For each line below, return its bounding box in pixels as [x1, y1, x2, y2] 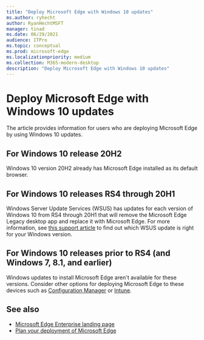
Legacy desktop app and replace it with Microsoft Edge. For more [6, 217, 170, 225]
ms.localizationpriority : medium [6, 54, 91, 60]
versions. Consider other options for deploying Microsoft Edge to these [6, 280, 184, 287]
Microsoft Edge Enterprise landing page [15, 320, 115, 328]
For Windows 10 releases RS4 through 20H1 [6, 189, 175, 199]
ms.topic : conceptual [6, 43, 61, 49]
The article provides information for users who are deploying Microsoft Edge [6, 124, 198, 132]
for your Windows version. [6, 230, 73, 237]
